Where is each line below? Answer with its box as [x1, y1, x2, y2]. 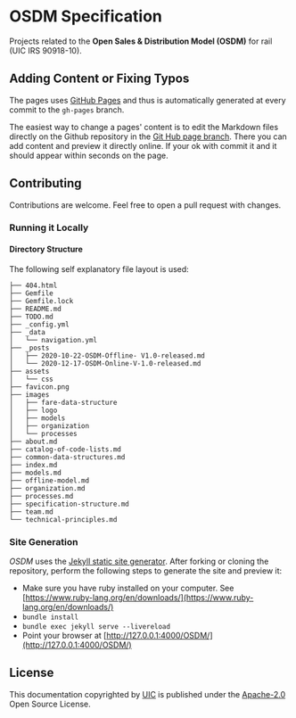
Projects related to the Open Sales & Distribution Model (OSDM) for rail [9, 36, 273, 46]
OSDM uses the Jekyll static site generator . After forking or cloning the [9, 556, 269, 566]
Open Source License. [9, 698, 91, 709]
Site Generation [9, 535, 78, 548]
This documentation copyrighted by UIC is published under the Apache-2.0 [9, 689, 286, 699]
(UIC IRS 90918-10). [9, 45, 82, 55]
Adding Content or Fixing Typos [9, 71, 190, 87]
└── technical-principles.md [9, 515, 118, 524]
